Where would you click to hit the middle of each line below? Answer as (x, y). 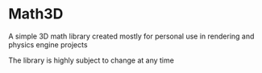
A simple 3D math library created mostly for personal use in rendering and (131, 36)
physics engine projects (48, 44)
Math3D (36, 14)
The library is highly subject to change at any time (91, 60)
